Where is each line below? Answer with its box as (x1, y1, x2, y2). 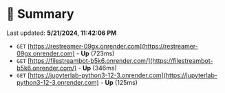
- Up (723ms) (76, 49, 115, 57)
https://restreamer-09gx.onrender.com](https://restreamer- (30, 42, 199, 50)
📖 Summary (6, 6, 74, 22)
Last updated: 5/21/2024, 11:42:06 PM (6, 29, 117, 37)
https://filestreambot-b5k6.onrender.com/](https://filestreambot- (30, 56, 213, 64)
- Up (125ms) (100, 78, 138, 86)
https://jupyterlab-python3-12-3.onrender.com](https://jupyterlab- (30, 71, 218, 79)
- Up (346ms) (78, 64, 118, 72)
